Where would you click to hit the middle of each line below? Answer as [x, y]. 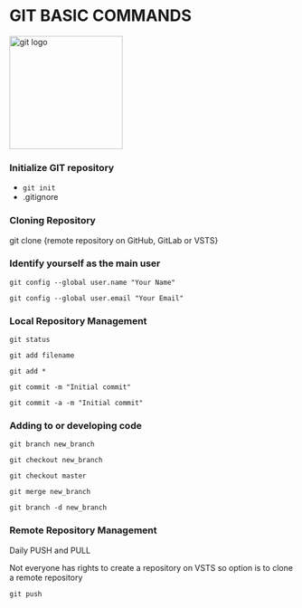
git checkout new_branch [56, 461]
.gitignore [40, 197]
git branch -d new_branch [58, 508]
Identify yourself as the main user [85, 263]
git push [26, 594]
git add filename [42, 356]
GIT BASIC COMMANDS [100, 16]
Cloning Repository [53, 221]
